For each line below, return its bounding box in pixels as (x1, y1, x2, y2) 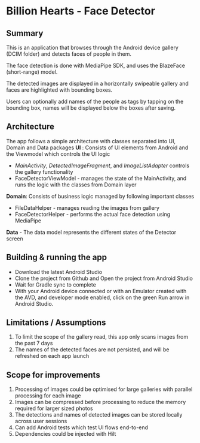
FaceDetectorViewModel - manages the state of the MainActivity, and (14, 174, 187, 182)
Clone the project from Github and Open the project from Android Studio (14, 275, 193, 282)
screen (6, 235, 24, 242)
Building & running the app (6, 252, 107, 263)
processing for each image (14, 392, 81, 399)
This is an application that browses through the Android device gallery (6, 44, 179, 51)
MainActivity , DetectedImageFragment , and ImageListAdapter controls (14, 162, 190, 169)
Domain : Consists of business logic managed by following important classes (6, 192, 195, 200)
